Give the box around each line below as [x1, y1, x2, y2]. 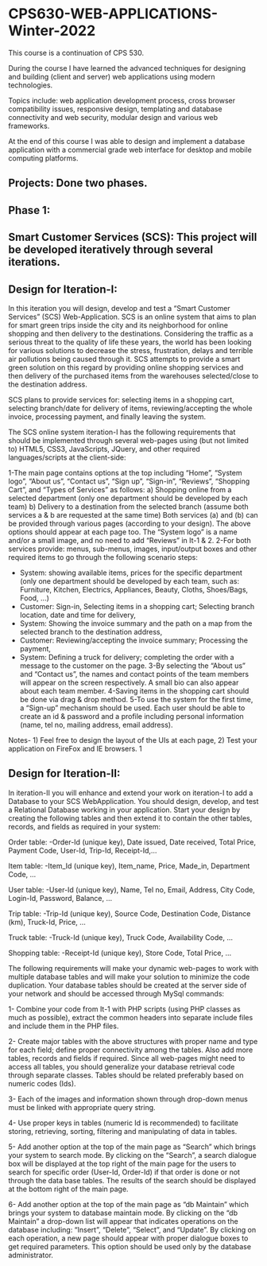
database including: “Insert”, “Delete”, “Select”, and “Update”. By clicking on [8, 1225, 257, 1234]
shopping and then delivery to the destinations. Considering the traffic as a [8, 328, 253, 338]
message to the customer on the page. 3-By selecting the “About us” [19, 661, 246, 670]
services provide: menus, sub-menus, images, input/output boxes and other [8, 544, 257, 553]
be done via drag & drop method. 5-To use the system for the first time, [19, 694, 253, 704]
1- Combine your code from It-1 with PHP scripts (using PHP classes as [8, 1004, 241, 1014]
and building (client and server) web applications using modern [8, 72, 216, 81]
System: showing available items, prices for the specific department [19, 568, 242, 577]
